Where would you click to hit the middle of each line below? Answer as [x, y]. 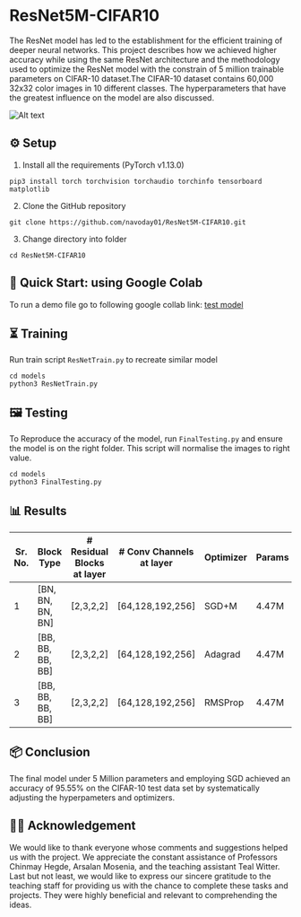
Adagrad [223, 654]
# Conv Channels [156, 551]
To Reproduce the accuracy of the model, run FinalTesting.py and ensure [146, 439]
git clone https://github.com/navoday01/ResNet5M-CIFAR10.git [128, 222]
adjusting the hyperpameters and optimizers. [92, 797]
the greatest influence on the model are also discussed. [112, 97]
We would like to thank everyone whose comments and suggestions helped [149, 847]
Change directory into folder [74, 239]
